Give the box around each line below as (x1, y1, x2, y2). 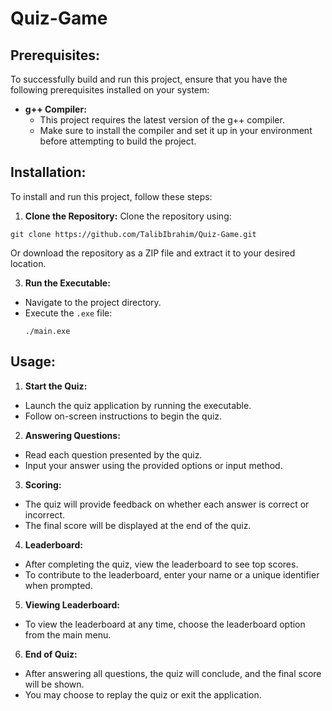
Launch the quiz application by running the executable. (24, 399, 252, 411)
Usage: (10, 353, 57, 371)
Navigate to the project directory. (24, 296, 162, 308)
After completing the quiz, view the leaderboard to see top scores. (24, 558, 299, 570)
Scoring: (24, 478, 62, 491)
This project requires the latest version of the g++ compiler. (39, 114, 285, 126)
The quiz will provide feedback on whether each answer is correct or (24, 498, 310, 510)
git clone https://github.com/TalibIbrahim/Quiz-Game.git (10, 229, 257, 239)
